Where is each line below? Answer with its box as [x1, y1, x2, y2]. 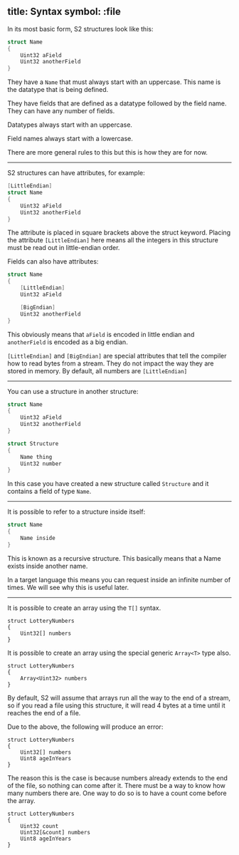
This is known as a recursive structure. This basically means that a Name [7, 554, 222, 562]
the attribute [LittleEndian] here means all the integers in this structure [7, 236, 218, 244]
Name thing [20, 453, 53, 460]
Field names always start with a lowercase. [7, 135, 134, 143]
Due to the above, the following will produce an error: [7, 722, 164, 731]
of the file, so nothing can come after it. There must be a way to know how [7, 781, 225, 789]
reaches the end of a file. [7, 708, 81, 717]
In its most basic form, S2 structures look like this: [7, 24, 154, 33]
